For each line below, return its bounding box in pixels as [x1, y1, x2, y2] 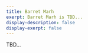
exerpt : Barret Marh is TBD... [6, 14, 83, 20]
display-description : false [6, 19, 76, 25]
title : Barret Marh [6, 8, 54, 15]
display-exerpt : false [6, 25, 62, 31]
